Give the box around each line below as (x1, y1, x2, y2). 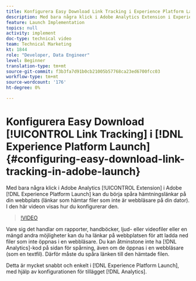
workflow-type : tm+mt (6, 74, 59, 80)
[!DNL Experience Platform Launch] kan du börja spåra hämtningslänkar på (6, 190, 187, 197)
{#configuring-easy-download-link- (6, 153, 185, 166)
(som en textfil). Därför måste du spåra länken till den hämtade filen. (6, 250, 170, 258)
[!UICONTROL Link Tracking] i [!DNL (6, 128, 184, 141)
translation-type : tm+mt (6, 63, 66, 69)
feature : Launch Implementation (6, 19, 85, 25)
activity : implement (6, 30, 57, 36)
